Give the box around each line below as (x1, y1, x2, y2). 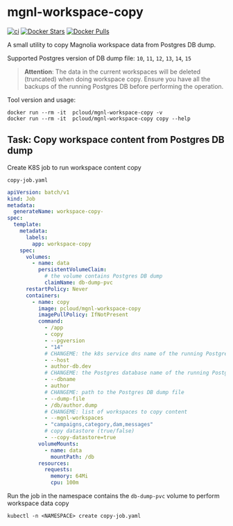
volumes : (25, 253, 51, 260)
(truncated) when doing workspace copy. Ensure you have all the (24, 74, 211, 83)
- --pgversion (44, 337, 85, 344)
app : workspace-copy (32, 240, 92, 247)
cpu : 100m (51, 480, 79, 486)
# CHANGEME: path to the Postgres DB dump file (44, 389, 185, 396)
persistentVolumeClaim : (37, 266, 107, 273)
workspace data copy (7, 499, 69, 507)
